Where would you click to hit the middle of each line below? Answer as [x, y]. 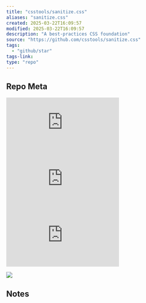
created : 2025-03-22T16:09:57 [44, 23]
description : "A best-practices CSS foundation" [68, 34]
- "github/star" [32, 51]
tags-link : [20, 57]
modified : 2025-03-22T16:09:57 [45, 29]
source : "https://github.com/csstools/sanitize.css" [74, 40]
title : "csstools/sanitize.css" [47, 12]
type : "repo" [23, 62]
